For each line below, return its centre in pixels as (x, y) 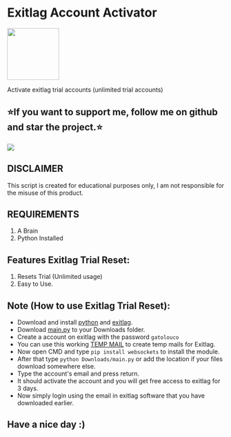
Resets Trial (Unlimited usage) (60, 277)
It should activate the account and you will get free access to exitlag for (119, 381)
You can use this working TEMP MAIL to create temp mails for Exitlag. (116, 344)
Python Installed (40, 238)
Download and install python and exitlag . (75, 322)
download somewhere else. (56, 366)
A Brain (28, 231)
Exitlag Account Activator (82, 13)
